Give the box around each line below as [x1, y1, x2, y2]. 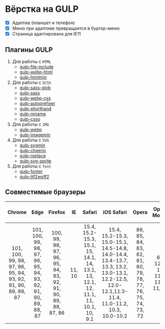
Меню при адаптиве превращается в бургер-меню [12, 26, 120, 31]
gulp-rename [19, 111, 46, 117]
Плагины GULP [5, 45, 53, 54]
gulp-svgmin [19, 142, 46, 148]
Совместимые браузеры [5, 188, 86, 197]
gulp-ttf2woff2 [19, 173, 50, 179]
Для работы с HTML [12, 58, 52, 65]
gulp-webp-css [19, 95, 51, 101]
